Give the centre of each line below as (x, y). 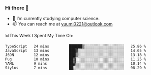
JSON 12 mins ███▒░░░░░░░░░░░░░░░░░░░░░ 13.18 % (76, 55)
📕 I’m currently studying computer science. (56, 19)
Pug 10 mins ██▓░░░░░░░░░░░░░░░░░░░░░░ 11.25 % (76, 59)
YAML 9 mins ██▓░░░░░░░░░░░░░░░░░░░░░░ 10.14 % (76, 64)
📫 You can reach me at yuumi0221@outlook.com (62, 24)
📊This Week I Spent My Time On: (39, 36)
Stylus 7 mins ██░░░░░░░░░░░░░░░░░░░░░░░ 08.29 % (76, 68)
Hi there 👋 (17, 8)
